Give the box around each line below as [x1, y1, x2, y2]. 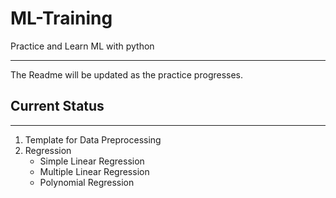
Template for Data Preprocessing [24, 133, 162, 146]
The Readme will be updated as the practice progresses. [10, 68, 244, 81]
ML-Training [10, 7, 113, 30]
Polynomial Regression [39, 176, 135, 188]
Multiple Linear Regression [39, 165, 150, 177]
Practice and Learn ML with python [10, 40, 155, 52]
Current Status [10, 98, 105, 115]
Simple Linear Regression [39, 155, 145, 167]
